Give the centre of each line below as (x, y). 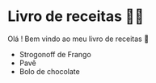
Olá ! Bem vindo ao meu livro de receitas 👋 (78, 39)
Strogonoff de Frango (55, 54)
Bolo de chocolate (49, 71)
